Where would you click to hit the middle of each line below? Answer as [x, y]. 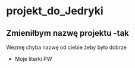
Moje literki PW [33, 59]
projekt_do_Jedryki [55, 11]
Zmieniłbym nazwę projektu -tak [68, 33]
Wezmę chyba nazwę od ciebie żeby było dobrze [66, 47]
